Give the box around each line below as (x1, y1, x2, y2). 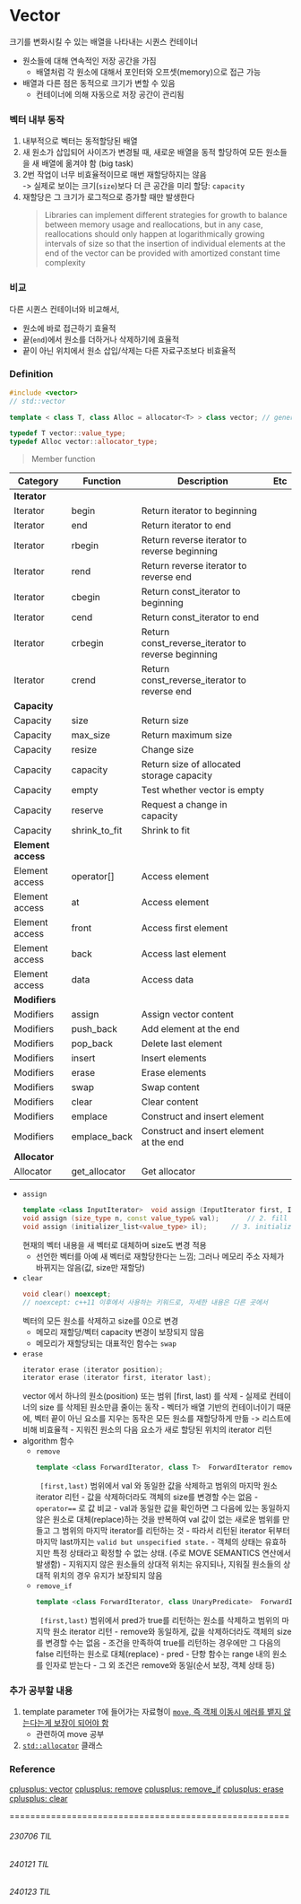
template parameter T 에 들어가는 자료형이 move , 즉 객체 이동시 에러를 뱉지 (21, 1707, 282, 1717)
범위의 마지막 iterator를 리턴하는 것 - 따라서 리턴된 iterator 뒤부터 (62, 1525, 290, 1536)
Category (17, 475, 59, 487)
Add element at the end (141, 1023, 240, 1035)
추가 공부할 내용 (9, 1684, 73, 1697)
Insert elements (141, 1052, 207, 1064)
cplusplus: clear (9, 1793, 69, 1804)
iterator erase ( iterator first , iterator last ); (21, 1374, 212, 1383)
